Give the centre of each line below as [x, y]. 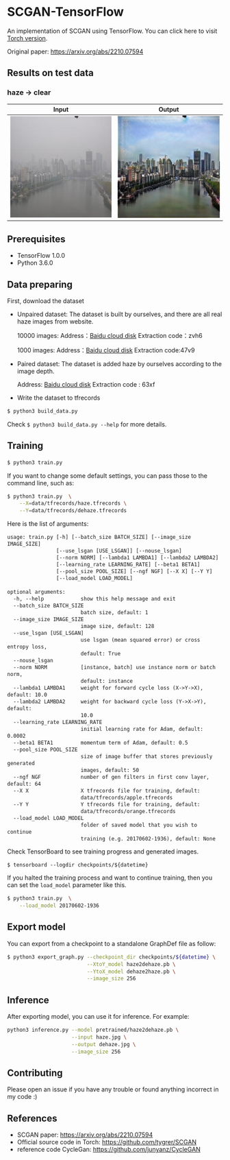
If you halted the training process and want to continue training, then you [110, 878]
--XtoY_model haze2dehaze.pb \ [131, 964]
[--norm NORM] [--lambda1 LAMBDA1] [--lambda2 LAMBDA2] [137, 558]
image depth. [36, 372]
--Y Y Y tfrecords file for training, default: [107, 805]
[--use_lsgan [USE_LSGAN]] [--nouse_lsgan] [119, 551]
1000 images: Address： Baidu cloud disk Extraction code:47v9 [106, 350]
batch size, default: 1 [114, 613]
